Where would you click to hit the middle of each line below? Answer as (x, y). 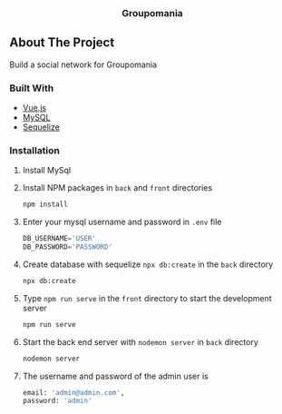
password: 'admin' (57, 401)
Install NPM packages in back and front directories (117, 188)
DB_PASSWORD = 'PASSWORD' (68, 247)
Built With (32, 88)
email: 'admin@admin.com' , (73, 392)
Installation (35, 150)
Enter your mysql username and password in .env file (122, 222)
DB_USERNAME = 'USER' (59, 239)
